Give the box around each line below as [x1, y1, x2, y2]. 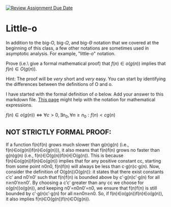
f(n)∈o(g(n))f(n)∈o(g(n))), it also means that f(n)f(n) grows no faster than [6, 147, 160, 153]
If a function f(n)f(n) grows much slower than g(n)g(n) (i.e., [6, 141, 129, 148]
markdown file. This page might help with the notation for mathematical [6, 96, 156, 102]
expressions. [6, 102, 33, 108]
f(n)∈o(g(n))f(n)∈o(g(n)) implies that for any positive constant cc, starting [6, 157, 161, 164]
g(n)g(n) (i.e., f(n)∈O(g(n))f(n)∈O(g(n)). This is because [6, 152, 124, 158]
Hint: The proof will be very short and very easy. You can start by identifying [6, 76, 166, 82]
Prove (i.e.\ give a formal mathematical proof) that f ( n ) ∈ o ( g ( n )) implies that [6, 60, 166, 66]
